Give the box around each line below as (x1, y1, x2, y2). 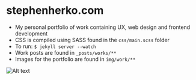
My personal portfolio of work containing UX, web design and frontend (14, 23, 191, 31)
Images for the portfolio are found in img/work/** (14, 55, 136, 63)
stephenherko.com (6, 4, 104, 17)
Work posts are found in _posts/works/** (14, 49, 117, 56)
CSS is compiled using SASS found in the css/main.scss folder (14, 36, 170, 43)
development (14, 29, 48, 37)
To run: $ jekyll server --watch (14, 43, 96, 50)
